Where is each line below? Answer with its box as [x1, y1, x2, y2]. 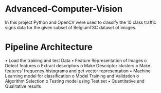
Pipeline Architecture [5, 42, 93, 53]
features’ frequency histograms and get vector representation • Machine [5, 68, 151, 74]
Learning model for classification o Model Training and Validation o [5, 73, 139, 78]
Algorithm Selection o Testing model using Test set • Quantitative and [5, 78, 145, 84]
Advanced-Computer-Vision [5, 3, 123, 15]
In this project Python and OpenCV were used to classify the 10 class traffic [5, 19, 157, 25]
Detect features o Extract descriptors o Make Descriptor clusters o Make [5, 62, 151, 68]
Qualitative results [5, 83, 41, 89]
